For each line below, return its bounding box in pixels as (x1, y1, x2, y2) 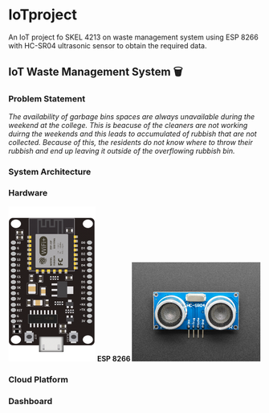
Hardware (8, 188, 48, 199)
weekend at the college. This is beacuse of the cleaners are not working (8, 120, 248, 130)
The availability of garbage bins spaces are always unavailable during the (8, 111, 255, 122)
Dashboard (8, 395, 53, 407)
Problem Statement (8, 93, 86, 105)
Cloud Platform (8, 374, 68, 385)
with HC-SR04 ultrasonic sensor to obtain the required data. (8, 40, 207, 50)
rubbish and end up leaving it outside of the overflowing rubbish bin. (8, 146, 235, 155)
